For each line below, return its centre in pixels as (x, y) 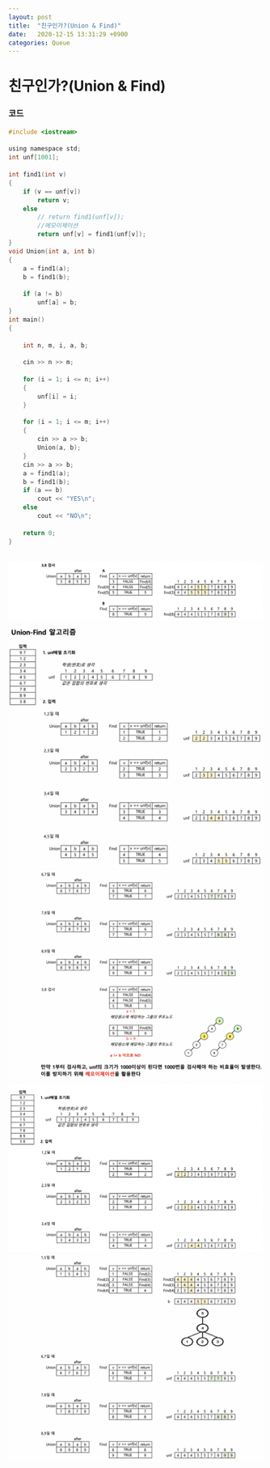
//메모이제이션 (58, 226)
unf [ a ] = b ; (58, 303)
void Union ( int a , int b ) (52, 251)
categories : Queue (39, 43)
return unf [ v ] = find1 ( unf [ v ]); (92, 235)
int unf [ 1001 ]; (34, 158)
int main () (27, 320)
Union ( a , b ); (59, 448)
